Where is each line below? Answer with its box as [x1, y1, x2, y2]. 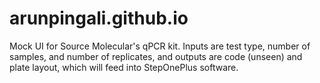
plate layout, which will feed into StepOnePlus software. [9, 61, 239, 73]
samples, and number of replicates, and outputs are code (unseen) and [9, 50, 303, 62]
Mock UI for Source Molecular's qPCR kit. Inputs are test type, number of [9, 40, 311, 52]
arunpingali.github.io [9, 7, 189, 30]
